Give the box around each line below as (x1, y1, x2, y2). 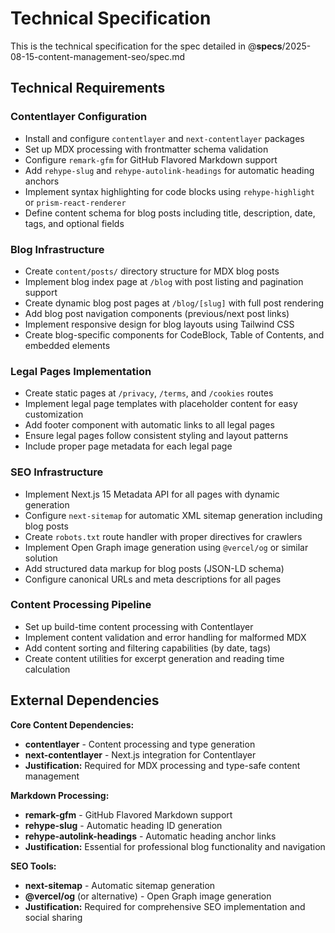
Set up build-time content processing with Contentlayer (24, 620, 254, 632)
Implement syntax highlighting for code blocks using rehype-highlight (24, 185, 315, 197)
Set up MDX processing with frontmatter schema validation (24, 143, 269, 155)
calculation (24, 663, 71, 675)
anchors (24, 175, 60, 187)
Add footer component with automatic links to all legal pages (24, 419, 275, 431)
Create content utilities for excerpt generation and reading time (24, 652, 285, 664)
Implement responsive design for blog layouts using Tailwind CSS (24, 318, 295, 330)
